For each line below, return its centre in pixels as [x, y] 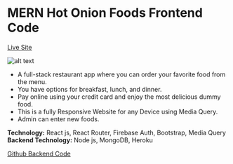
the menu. [32, 81]
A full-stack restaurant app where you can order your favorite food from [121, 74]
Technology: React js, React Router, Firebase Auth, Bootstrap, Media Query [117, 132]
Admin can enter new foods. [58, 119]
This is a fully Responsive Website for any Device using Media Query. [118, 111]
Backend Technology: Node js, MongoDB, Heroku [80, 140]
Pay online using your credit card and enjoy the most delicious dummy [119, 97]
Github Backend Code [39, 153]
